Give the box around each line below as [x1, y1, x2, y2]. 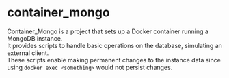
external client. [7, 49, 49, 57]
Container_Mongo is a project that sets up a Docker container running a [7, 27, 208, 35]
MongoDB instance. [7, 34, 63, 42]
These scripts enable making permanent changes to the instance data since [7, 56, 221, 64]
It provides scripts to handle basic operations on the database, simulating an [7, 41, 222, 50]
